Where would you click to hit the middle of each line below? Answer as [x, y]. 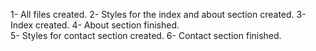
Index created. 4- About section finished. [95, 25]
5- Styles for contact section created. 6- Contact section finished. [146, 35]
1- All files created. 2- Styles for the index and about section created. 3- [158, 14]
